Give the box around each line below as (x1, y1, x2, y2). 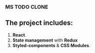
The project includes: (5, 19, 73, 27)
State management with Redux (12, 37, 78, 43)
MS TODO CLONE (5, 3, 48, 10)
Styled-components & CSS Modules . (12, 42, 91, 48)
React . (12, 32, 26, 38)
